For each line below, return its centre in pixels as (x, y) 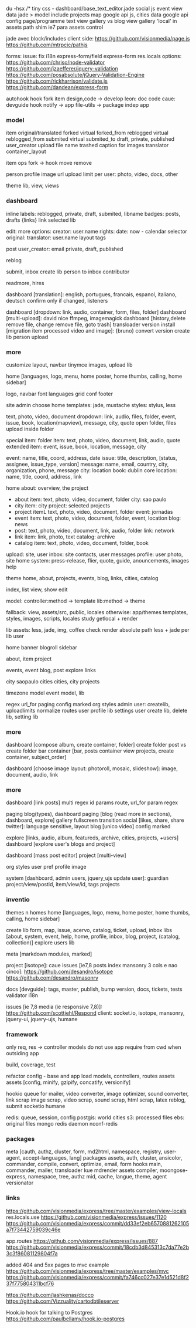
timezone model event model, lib (45, 693)
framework (22, 1034)
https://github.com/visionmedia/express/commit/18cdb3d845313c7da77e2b (98, 1247)
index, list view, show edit (37, 590)
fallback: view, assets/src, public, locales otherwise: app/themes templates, (97, 612)
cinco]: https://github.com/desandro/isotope (59, 971)
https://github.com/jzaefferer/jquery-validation (62, 69)
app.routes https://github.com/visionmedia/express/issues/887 (82, 1241)
